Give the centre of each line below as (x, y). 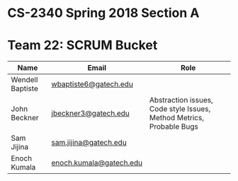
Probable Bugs (174, 127)
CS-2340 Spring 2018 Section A (103, 13)
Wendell (24, 80)
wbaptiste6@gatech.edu (92, 84)
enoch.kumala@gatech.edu (97, 163)
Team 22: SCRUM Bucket (83, 46)
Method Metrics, (176, 118)
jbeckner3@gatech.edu (90, 113)
